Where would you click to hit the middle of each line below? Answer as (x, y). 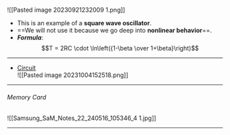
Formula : (30, 37)
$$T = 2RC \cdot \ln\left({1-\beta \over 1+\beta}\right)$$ (120, 48)
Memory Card (27, 97)
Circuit (26, 68)
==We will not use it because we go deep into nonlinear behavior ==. (114, 30)
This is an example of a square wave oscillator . (84, 23)
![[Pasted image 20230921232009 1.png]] (66, 10)
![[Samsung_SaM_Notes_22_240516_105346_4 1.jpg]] (82, 118)
